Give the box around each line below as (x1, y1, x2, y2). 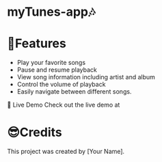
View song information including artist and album (16, 73, 156, 81)
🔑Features (7, 36, 66, 51)
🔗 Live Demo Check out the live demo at (7, 100, 120, 109)
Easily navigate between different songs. (16, 87, 132, 96)
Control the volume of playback (16, 80, 106, 89)
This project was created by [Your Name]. (7, 148, 125, 156)
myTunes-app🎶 (7, 4, 96, 20)
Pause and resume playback (16, 66, 98, 74)
